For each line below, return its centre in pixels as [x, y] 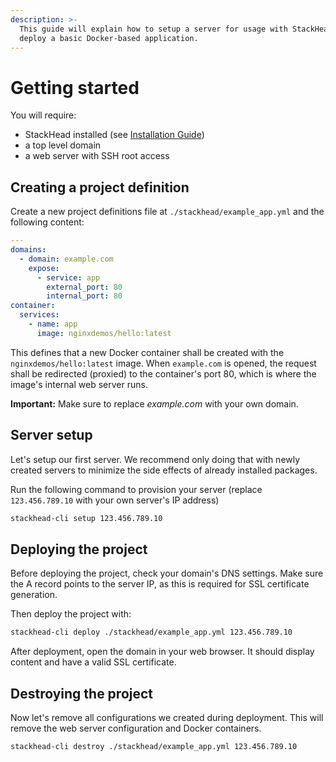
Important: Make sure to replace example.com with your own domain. [154, 403]
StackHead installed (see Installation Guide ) [114, 135]
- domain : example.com [66, 259]
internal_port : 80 [84, 296]
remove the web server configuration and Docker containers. [136, 728]
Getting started [75, 87]
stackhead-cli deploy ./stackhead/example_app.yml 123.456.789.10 [151, 632]
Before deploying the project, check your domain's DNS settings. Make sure [167, 573]
